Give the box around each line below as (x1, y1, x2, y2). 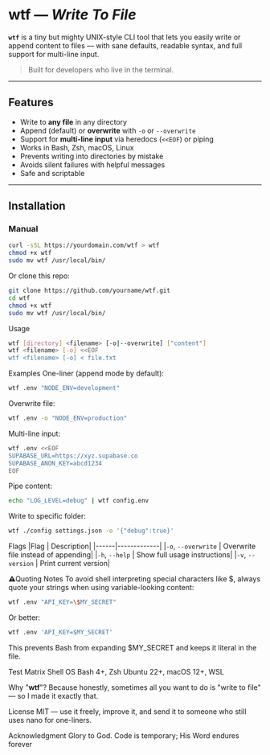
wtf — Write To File (8, 6, 137, 24)
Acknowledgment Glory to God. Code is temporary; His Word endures (8, 730, 239, 741)
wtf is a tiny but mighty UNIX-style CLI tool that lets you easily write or (8, 32, 241, 42)
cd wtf (8, 293, 31, 302)
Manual (8, 224, 39, 235)
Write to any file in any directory (19, 117, 127, 126)
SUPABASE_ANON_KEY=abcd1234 (8, 459, 103, 467)
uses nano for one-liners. (8, 715, 92, 724)
